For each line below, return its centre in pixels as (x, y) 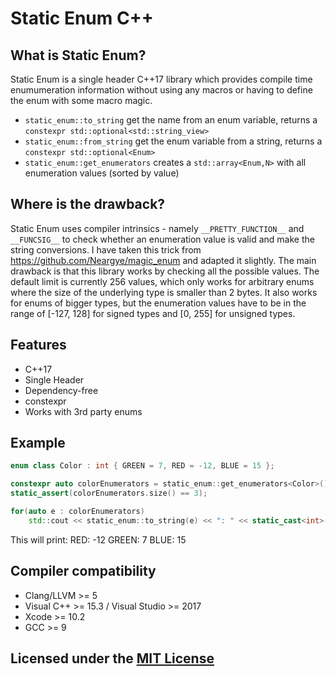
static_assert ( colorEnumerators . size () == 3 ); (109, 493)
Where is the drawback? (88, 204)
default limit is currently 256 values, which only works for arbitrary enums (162, 281)
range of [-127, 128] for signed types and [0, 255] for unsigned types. (153, 313)
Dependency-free (61, 390)
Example (38, 443)
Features (38, 345)
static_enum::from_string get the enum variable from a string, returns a (173, 141)
